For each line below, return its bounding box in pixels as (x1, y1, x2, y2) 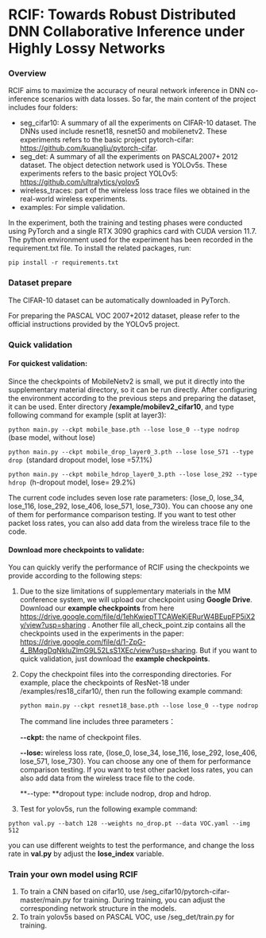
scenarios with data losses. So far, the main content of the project (40, 94, 256, 104)
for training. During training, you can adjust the (72, 895, 226, 905)
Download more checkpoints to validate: (8, 545, 145, 555)
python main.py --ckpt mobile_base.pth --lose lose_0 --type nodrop (8, 426, 240, 434)
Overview (8, 68, 47, 79)
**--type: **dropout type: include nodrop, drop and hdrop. (19, 789, 212, 799)
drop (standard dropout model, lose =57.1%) (8, 455, 152, 465)
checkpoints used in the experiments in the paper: (19, 629, 184, 638)
